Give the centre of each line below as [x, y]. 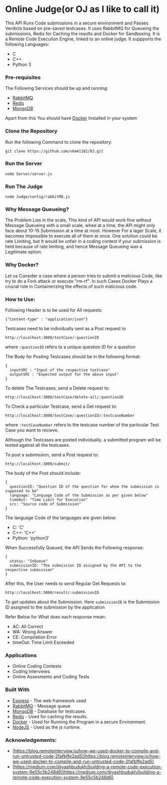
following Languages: [27, 44]
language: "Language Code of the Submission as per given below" [79, 495]
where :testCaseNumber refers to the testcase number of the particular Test [82, 425]
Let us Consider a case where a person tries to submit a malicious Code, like [84, 276]
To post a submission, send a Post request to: [52, 455]
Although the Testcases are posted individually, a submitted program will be [83, 440]
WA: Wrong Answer [32, 632]
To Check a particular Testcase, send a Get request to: [61, 406]
